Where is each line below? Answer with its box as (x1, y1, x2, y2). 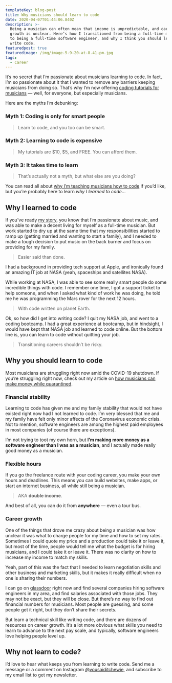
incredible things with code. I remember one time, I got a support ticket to (5, 284, 160, 290)
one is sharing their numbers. (5, 575, 68, 581)
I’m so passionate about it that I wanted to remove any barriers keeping (5, 79, 155, 85)
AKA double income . (17, 493, 62, 499)
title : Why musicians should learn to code (5, 12, 100, 17)
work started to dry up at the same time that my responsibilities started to (5, 227, 160, 234)
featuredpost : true (5, 45, 47, 51)
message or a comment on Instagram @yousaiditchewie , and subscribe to (5, 667, 162, 673)
